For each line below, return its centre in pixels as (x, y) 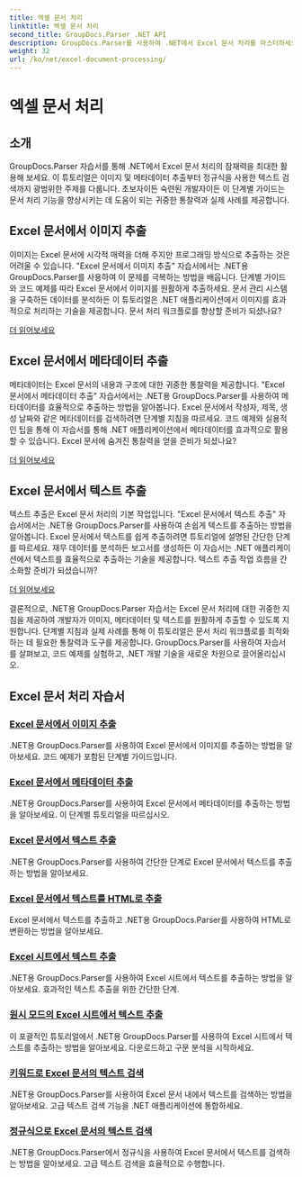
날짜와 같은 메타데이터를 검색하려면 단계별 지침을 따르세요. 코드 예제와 (141, 418)
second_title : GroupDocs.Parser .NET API (88, 34)
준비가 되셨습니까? (65, 570)
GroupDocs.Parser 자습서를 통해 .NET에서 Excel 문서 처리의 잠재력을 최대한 (144, 166)
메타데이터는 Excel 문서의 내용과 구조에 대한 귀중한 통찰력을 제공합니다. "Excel (147, 385)
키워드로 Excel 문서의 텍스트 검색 (77, 1073)
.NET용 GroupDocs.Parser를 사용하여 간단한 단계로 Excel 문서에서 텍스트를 (143, 862)
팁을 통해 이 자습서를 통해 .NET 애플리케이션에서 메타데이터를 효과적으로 (145, 430)
